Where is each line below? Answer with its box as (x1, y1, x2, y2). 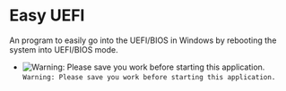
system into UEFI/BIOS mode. (9, 44, 118, 54)
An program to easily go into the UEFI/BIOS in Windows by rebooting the (9, 35, 277, 45)
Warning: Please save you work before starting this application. (22, 72, 276, 81)
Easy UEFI (9, 5, 85, 26)
